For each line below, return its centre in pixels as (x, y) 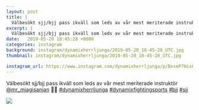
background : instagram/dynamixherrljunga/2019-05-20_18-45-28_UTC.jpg (95, 50)
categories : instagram (34, 45)
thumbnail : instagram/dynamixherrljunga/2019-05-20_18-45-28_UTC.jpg (94, 56)
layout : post (22, 12)
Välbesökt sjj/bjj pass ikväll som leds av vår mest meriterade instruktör (92, 83)
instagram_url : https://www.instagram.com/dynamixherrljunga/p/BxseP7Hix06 (102, 66)
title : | (17, 17)
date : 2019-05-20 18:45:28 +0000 (50, 39)
